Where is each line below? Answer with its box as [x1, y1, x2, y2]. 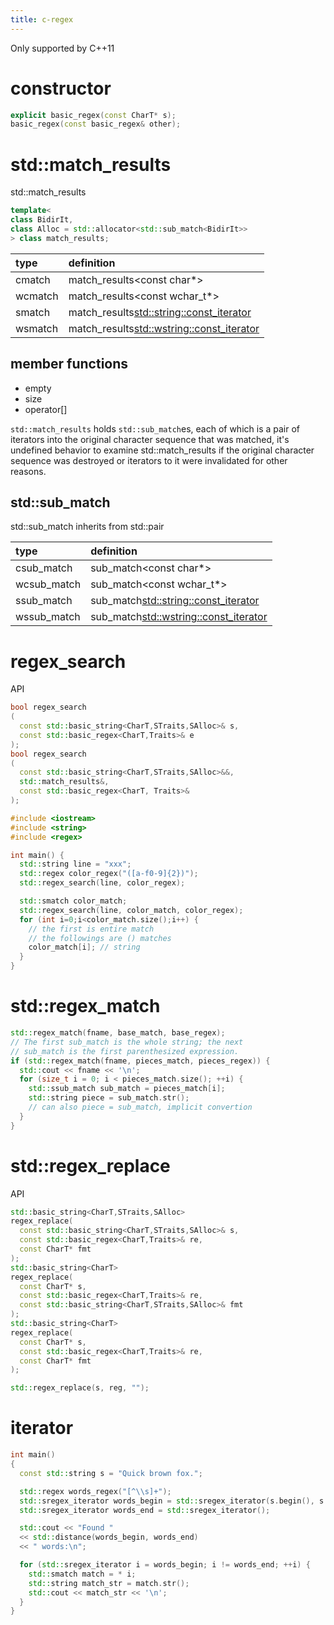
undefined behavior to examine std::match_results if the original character [10, 444, 315, 456]
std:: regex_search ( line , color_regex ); [19, 878, 186, 888]
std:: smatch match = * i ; [28, 1569, 137, 1579]
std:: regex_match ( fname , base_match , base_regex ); [10, 1028, 226, 1038]
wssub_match [15, 610, 81, 624]
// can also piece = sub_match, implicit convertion [28, 1102, 253, 1112]
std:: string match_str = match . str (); [28, 1578, 190, 1588]
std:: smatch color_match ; [19, 896, 128, 906]
